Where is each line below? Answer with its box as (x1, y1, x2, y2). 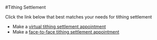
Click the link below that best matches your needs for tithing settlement (5, 14, 152, 19)
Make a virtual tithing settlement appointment (12, 23, 106, 29)
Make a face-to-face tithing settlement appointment (12, 29, 119, 34)
